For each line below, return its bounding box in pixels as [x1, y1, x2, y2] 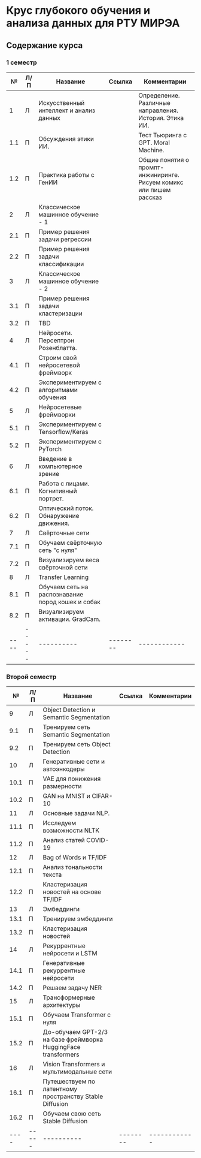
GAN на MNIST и [42, 792, 91, 800]
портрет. [38, 494, 64, 502]
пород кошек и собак [38, 598, 100, 606]
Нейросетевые [38, 403, 82, 411]
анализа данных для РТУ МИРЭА [6, 16, 180, 30]
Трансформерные [42, 993, 96, 1002]
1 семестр [6, 58, 37, 67]
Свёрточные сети [38, 529, 90, 537]
